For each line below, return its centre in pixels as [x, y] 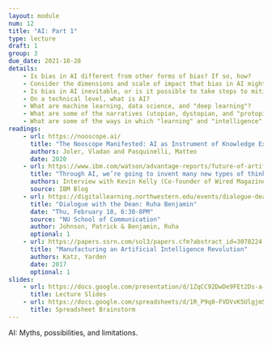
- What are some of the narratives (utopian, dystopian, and [128, 114]
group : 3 [23, 53]
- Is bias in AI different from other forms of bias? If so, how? [137, 76]
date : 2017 [48, 264]
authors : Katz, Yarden [68, 257]
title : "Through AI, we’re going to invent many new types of [137, 174]
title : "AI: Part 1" [43, 31]
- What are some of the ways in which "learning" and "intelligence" [143, 121]
